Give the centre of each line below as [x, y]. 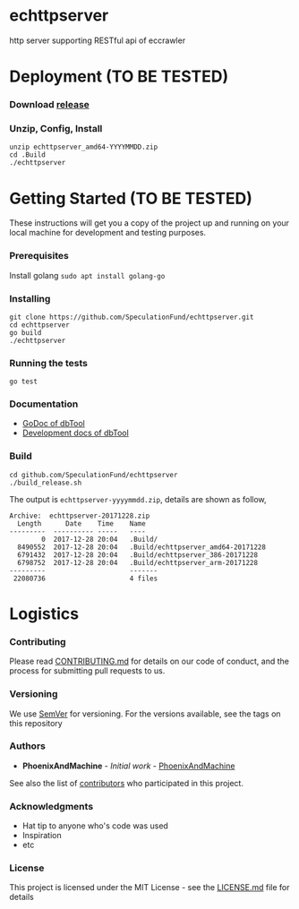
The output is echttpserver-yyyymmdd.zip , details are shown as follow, [138, 499]
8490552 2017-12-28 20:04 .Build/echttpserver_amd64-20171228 [142, 547]
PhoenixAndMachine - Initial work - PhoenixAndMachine [128, 766]
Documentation [44, 404]
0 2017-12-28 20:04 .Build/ [100, 539]
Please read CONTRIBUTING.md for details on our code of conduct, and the [149, 661]
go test [24, 382]
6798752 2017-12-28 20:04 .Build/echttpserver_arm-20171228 [137, 562]
